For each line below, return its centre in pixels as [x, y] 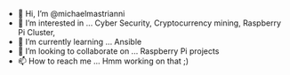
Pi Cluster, [36, 32]
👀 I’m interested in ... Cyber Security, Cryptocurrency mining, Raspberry [149, 23]
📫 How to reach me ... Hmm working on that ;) [103, 61]
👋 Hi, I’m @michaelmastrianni [71, 14]
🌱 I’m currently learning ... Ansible [80, 41]
